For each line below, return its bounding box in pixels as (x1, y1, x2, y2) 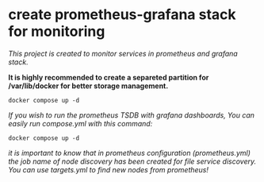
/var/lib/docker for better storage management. (8, 81, 169, 91)
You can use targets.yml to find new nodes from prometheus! (8, 165, 209, 174)
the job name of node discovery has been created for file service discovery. (8, 157, 256, 166)
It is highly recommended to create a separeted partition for (8, 72, 209, 82)
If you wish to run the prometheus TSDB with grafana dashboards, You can (8, 110, 255, 120)
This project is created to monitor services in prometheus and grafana (8, 48, 238, 58)
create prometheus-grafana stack (8, 6, 236, 24)
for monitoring (8, 22, 105, 41)
